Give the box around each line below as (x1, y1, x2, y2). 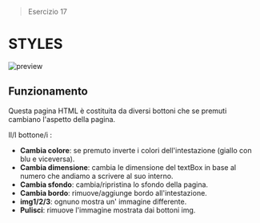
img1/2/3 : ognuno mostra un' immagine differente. (19, 197, 187, 206)
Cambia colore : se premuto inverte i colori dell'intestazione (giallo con (19, 145, 252, 155)
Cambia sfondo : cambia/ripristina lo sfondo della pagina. (19, 180, 209, 189)
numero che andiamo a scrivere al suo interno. (19, 171, 174, 180)
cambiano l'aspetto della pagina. (8, 114, 116, 124)
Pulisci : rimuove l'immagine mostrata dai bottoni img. (19, 205, 196, 215)
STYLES (8, 35, 63, 53)
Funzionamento (8, 84, 88, 99)
